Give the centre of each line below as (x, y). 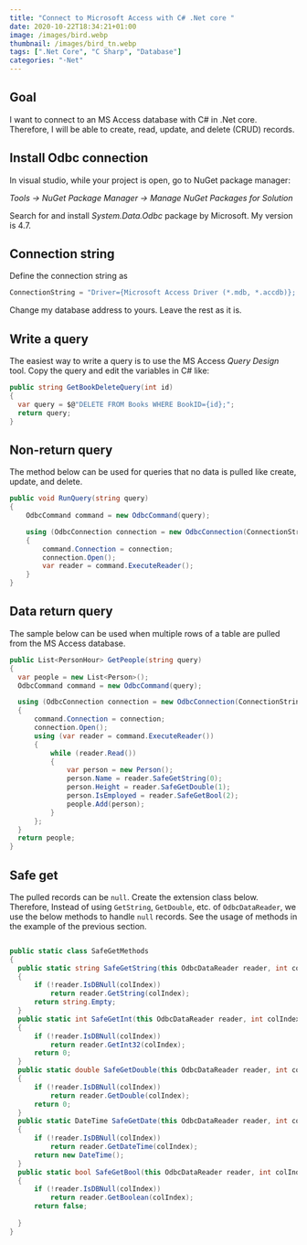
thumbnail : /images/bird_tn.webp (73, 43)
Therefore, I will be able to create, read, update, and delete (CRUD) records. (152, 129)
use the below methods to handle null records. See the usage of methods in (153, 917)
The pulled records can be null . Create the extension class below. (134, 896)
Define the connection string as (69, 276)
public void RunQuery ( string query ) (79, 499)
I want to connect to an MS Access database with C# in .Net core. (133, 119)
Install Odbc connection (79, 158)
